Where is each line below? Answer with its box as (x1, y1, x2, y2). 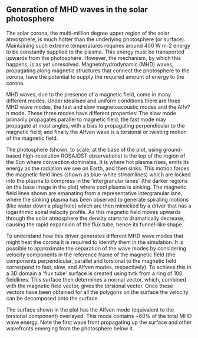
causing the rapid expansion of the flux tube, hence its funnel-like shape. (6, 220, 184, 228)
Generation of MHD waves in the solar (6, 5, 148, 15)
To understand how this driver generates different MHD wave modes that (6, 232, 184, 239)
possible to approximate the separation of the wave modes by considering (6, 245, 187, 252)
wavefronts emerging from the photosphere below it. (6, 324, 134, 332)
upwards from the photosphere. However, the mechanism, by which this (6, 54, 181, 61)
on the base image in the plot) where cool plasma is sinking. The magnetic (6, 183, 187, 190)
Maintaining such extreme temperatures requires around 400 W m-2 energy (6, 42, 190, 49)
